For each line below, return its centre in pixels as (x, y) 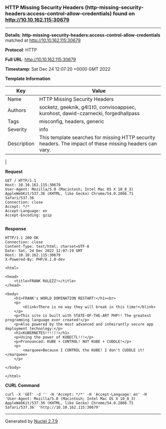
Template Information (28, 79)
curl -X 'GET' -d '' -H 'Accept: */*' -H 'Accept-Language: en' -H (76, 394)
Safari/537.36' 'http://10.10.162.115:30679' (53, 408)
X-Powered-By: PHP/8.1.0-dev (35, 259)
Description (21, 144)
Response (16, 229)
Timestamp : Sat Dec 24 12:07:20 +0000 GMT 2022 (58, 69)
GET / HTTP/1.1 (21, 181)
